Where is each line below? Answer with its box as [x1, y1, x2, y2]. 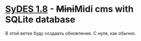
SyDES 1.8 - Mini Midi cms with [5, 3, 134, 15]
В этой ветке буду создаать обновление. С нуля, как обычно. [5, 30, 136, 36]
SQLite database [5, 14, 75, 25]
